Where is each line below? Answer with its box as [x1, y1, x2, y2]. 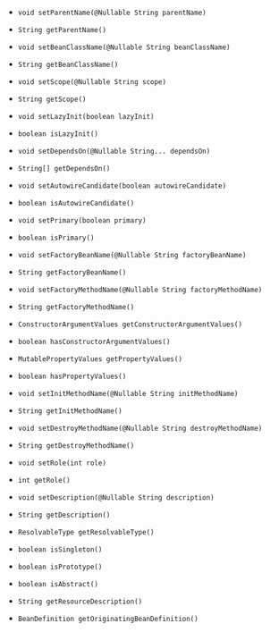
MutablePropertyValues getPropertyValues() [17, 355, 183, 364]
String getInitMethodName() [17, 407, 122, 416]
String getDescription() [17, 510, 111, 519]
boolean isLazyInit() [17, 130, 98, 139]
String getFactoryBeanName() [17, 268, 127, 277]
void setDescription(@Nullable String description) [17, 493, 215, 502]
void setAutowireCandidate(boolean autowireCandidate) [17, 181, 227, 190]
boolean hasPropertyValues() [17, 372, 127, 381]
